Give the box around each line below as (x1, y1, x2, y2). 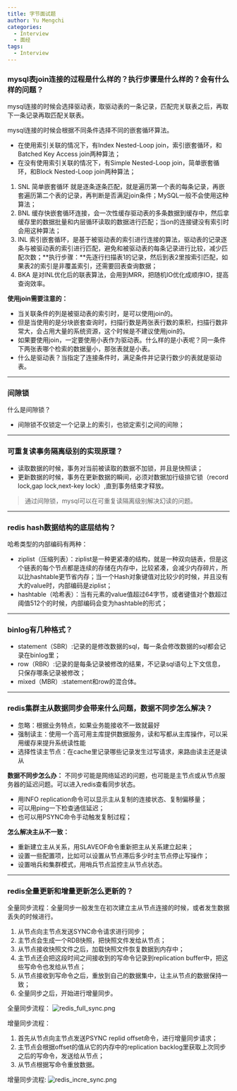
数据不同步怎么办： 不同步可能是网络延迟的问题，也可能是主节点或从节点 (7, 771, 219, 779)
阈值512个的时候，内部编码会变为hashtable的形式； (17, 599, 168, 607)
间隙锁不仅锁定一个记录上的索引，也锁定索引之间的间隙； (17, 420, 185, 429)
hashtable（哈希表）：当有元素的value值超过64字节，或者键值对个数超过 (17, 590, 228, 599)
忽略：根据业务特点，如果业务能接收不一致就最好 (17, 721, 160, 729)
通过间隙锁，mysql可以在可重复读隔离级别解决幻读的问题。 (24, 496, 197, 505)
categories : (7, 23, 42, 30)
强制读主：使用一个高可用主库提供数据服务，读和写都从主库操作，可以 (17, 729, 222, 738)
